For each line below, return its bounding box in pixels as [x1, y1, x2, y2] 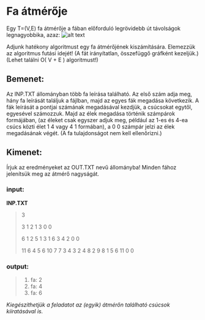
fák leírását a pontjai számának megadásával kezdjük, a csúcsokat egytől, [6, 103, 193, 111]
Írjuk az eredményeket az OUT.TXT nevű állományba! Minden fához [6, 163, 177, 171]
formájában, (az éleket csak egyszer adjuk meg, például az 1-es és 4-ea [6, 116, 188, 123]
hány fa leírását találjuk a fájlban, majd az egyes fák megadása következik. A [6, 96, 199, 104]
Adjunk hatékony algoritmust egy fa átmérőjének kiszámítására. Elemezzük [6, 43, 196, 50]
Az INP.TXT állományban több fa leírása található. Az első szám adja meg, [6, 90, 193, 98]
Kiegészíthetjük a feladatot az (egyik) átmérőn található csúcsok [6, 301, 170, 308]
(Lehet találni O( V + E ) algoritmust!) [6, 56, 99, 63]
